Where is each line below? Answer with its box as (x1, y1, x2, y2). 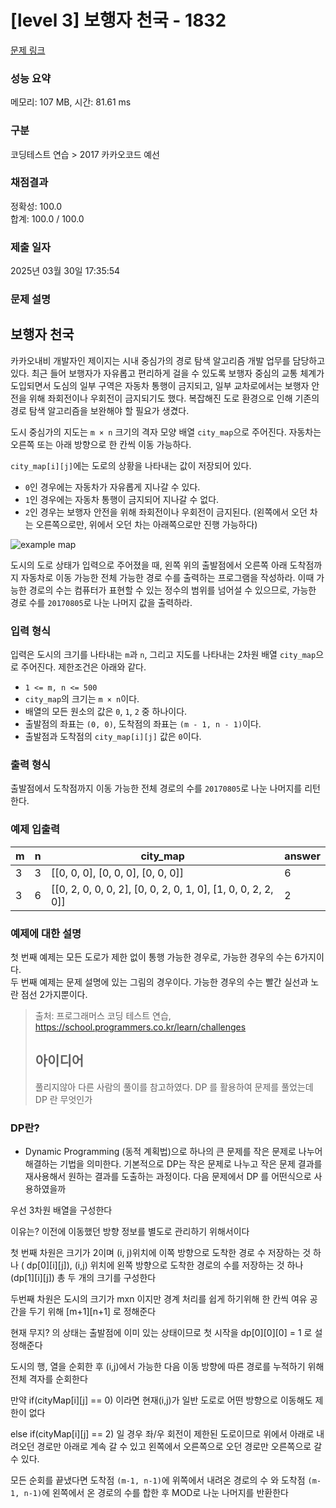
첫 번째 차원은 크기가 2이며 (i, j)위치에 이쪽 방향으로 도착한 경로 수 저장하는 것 (10, 1247, 312, 1259)
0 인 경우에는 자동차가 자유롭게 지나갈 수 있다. (24, 481, 201, 493)
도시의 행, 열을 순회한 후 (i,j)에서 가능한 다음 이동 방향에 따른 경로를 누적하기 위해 (10, 1361, 325, 1373)
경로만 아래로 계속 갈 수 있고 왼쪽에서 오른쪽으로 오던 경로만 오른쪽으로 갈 (36, 1441, 323, 1453)
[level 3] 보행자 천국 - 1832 (10, 9, 227, 32)
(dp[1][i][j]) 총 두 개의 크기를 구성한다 (10, 1272, 157, 1284)
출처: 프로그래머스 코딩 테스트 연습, (34, 1010, 172, 1022)
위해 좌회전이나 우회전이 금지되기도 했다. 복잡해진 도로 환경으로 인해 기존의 (28, 392, 320, 404)
